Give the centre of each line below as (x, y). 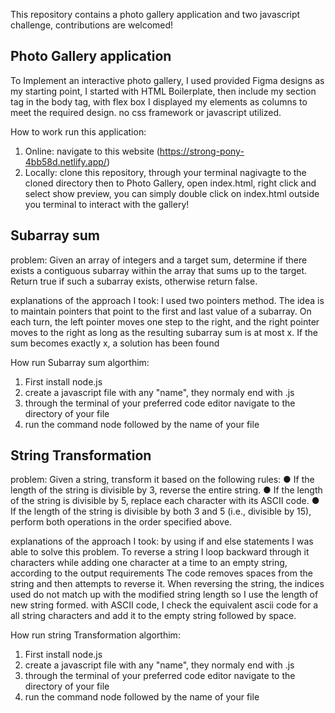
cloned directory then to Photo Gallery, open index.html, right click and (170, 183)
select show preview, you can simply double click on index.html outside (172, 193)
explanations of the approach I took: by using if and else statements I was (162, 541)
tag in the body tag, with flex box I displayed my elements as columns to (159, 101)
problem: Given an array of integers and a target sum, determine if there (159, 260)
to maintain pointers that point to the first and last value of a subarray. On (161, 311)
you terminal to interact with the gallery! (107, 204)
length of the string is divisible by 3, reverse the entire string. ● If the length (166, 490)
